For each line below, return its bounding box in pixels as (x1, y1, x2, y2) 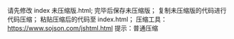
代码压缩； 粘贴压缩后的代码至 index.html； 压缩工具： (7, 15, 168, 23)
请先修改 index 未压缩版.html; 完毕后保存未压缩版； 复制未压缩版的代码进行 (7, 6, 227, 14)
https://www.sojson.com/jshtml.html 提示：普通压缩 (7, 24, 158, 32)
